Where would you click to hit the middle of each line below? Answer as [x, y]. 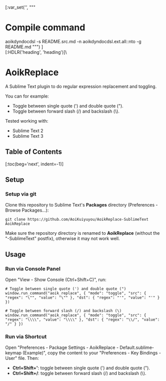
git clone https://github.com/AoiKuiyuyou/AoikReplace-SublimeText [77, 220]
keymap [13, 353]
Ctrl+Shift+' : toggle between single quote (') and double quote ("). [81, 368]
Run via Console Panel [33, 268]
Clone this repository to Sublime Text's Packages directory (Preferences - [81, 205]
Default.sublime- [137, 348]
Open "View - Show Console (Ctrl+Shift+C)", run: [56, 280]
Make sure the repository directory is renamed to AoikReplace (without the [82, 233]
